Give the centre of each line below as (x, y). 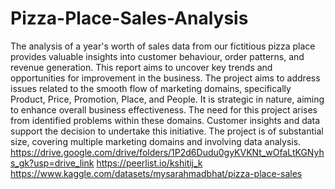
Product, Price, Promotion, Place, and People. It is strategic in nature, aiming (167, 99)
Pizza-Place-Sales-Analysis (129, 18)
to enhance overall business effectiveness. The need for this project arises (164, 109)
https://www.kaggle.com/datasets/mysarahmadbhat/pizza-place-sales (156, 173)
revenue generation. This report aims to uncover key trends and (141, 67)
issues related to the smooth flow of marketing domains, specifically (151, 88)
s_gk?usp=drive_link (52, 163)
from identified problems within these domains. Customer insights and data (165, 120)
